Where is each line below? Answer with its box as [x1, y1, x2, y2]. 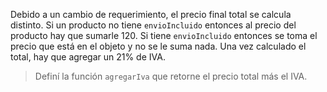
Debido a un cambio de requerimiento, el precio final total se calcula [10, 9, 292, 20]
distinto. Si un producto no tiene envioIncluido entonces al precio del [10, 19, 297, 31]
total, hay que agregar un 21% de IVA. [10, 51, 166, 63]
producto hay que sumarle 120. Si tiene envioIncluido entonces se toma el [10, 30, 318, 41]
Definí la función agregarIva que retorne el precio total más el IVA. [34, 70, 308, 82]
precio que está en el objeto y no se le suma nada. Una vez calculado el [10, 40, 307, 52]
